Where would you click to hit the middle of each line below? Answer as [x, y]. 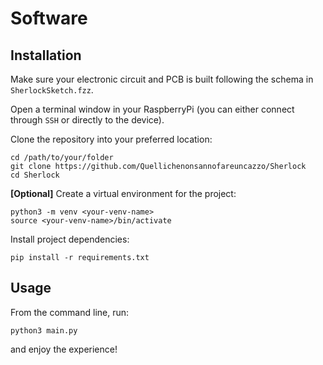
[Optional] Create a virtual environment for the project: [123, 193]
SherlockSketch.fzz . [52, 90]
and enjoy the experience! [64, 349]
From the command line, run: [70, 312]
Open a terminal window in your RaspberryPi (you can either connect [152, 109]
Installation [46, 55]
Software [49, 18]
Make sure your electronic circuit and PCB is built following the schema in [162, 79]
